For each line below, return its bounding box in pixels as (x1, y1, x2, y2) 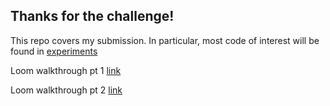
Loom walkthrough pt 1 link (10, 64, 122, 76)
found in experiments (10, 45, 98, 57)
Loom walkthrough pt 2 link (10, 84, 123, 96)
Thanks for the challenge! (10, 8, 175, 25)
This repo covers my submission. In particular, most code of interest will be (10, 34, 320, 46)
